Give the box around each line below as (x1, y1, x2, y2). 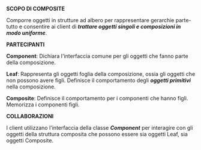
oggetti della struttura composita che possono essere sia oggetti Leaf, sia (6, 131, 188, 137)
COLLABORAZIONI (6, 113, 54, 120)
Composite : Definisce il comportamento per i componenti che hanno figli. (6, 95, 188, 102)
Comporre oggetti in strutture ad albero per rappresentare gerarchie (6, 17, 175, 23)
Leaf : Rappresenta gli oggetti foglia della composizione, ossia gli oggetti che (6, 71, 196, 77)
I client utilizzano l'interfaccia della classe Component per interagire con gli (6, 124, 193, 131)
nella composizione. (6, 83, 56, 90)
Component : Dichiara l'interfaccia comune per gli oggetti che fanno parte (6, 53, 188, 59)
